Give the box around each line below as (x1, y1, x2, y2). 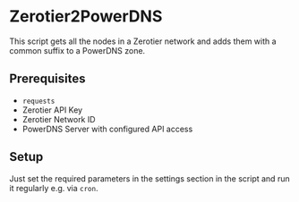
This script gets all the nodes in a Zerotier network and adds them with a (9, 36, 277, 46)
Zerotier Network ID (21, 114, 96, 124)
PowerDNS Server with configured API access (21, 123, 193, 134)
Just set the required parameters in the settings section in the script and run (9, 173, 290, 184)
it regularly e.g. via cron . (9, 182, 98, 193)
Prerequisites (9, 72, 86, 87)
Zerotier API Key (21, 105, 83, 115)
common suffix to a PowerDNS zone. (9, 45, 146, 55)
